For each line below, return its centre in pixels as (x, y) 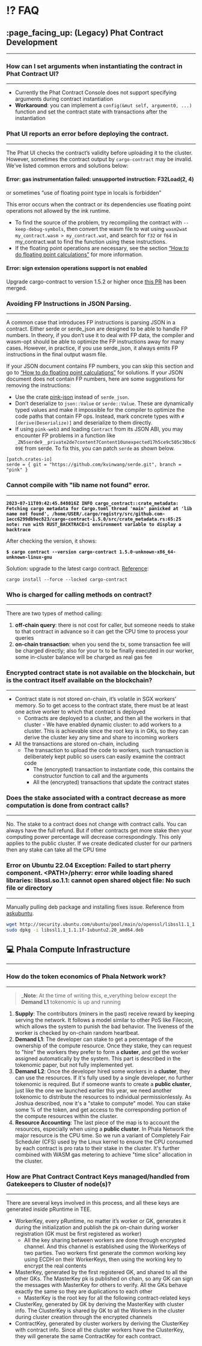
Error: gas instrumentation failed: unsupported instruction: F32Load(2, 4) (100, 179)
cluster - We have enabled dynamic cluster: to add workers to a (103, 725)
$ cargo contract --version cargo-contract (62, 552)
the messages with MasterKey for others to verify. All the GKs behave (101, 1284)
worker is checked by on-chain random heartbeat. (77, 1032)
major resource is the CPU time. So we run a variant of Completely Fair (103, 1135)
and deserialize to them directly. (113, 423)
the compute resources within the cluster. (66, 1116)
